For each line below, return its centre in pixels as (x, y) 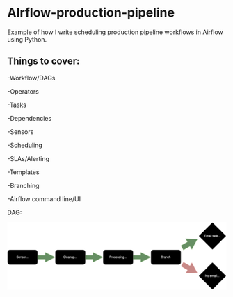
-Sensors (21, 131)
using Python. (27, 39)
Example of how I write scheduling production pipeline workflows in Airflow (115, 32)
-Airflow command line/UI (44, 198)
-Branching (23, 185)
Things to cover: (43, 61)
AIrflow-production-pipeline (91, 13)
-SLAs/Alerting (29, 158)
